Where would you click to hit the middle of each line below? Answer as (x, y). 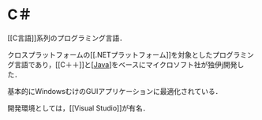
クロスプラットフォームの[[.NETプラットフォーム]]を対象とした (110, 54)
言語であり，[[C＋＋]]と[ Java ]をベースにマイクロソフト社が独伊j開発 (125, 64)
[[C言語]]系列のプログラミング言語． (67, 38)
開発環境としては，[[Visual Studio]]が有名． (79, 108)
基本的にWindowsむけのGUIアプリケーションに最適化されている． (115, 91)
